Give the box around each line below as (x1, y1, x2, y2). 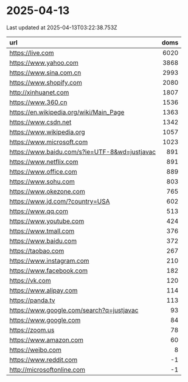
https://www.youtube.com (9, 217, 85, 225)
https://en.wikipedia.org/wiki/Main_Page (9, 108, 125, 116)
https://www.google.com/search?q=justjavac (9, 306, 139, 314)
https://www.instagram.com (9, 256, 89, 265)
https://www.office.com (9, 167, 77, 175)
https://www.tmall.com (9, 227, 75, 235)
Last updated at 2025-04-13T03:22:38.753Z (6, 24, 117, 31)
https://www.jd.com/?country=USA (9, 197, 110, 205)
